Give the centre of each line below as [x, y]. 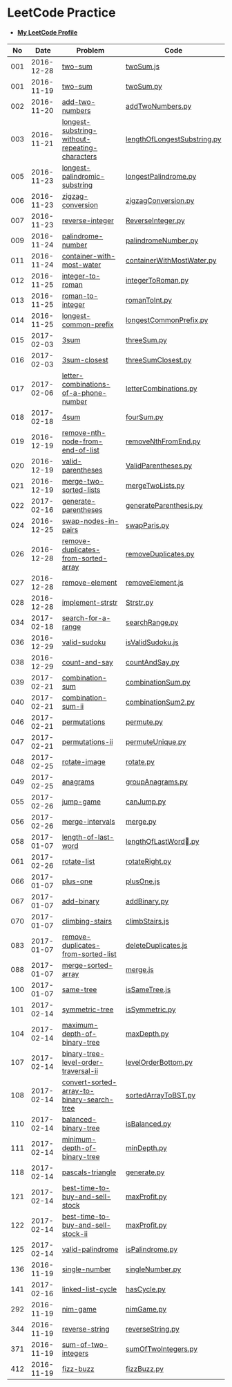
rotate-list [78, 862]
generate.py [145, 1172]
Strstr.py [139, 603]
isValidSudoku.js [152, 642]
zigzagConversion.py [160, 201]
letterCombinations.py [162, 389]
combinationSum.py [158, 682]
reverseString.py [152, 1329]
